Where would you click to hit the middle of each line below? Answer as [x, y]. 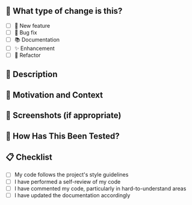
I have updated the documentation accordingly [72, 195]
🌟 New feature [32, 25]
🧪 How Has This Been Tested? [63, 136]
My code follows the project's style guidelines [71, 175]
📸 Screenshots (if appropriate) [63, 115]
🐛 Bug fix [26, 32]
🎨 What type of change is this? [64, 11]
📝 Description [32, 74]
